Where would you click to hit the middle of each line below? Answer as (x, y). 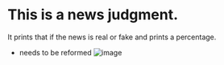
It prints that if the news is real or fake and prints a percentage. (112, 37)
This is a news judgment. (93, 15)
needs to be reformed (55, 52)
